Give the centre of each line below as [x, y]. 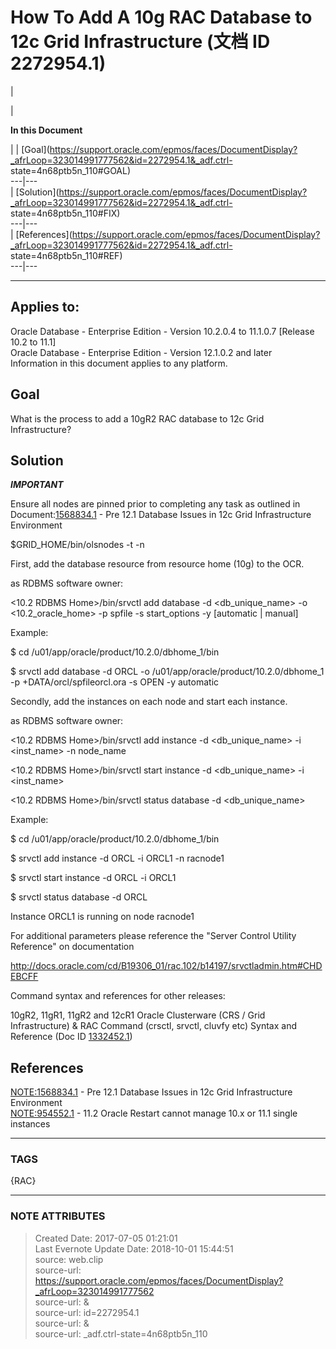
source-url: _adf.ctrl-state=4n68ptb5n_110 [121, 1333]
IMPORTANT [37, 485]
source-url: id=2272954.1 [87, 1312]
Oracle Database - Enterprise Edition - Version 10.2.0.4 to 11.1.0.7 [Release [162, 331]
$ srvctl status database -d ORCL [79, 897]
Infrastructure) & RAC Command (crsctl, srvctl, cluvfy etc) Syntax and [154, 1026]
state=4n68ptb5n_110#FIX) [65, 213]
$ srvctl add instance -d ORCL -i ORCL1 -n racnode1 [117, 858]
